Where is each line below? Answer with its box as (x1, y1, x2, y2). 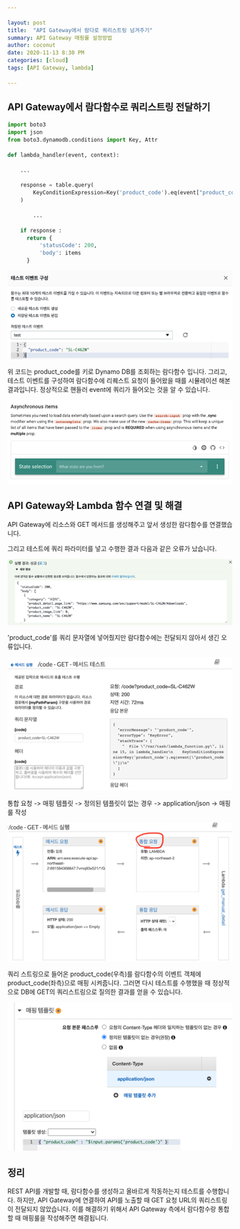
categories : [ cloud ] (7, 57, 69, 64)
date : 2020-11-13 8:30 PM (7, 49, 84, 56)
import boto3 (7, 122, 46, 129)
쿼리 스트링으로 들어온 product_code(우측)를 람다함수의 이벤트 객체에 (7, 969, 201, 979)
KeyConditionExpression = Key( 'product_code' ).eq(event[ (33, 189, 200, 197)
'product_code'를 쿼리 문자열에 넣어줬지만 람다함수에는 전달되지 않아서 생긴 (7, 633, 220, 641)
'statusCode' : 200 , (39, 242, 98, 250)
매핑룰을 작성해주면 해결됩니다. (22, 1213, 109, 1222)
